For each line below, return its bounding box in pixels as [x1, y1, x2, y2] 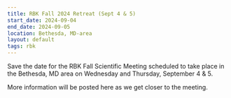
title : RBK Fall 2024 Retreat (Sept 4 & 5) [7, 10, 136, 17]
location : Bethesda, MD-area [7, 29, 92, 37]
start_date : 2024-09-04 [7, 17, 77, 24]
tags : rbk [7, 43, 36, 50]
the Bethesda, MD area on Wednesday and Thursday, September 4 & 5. [7, 69, 213, 78]
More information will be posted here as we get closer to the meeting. [7, 83, 208, 91]
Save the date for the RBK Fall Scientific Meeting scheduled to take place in [7, 62, 225, 70]
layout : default [7, 36, 55, 43]
